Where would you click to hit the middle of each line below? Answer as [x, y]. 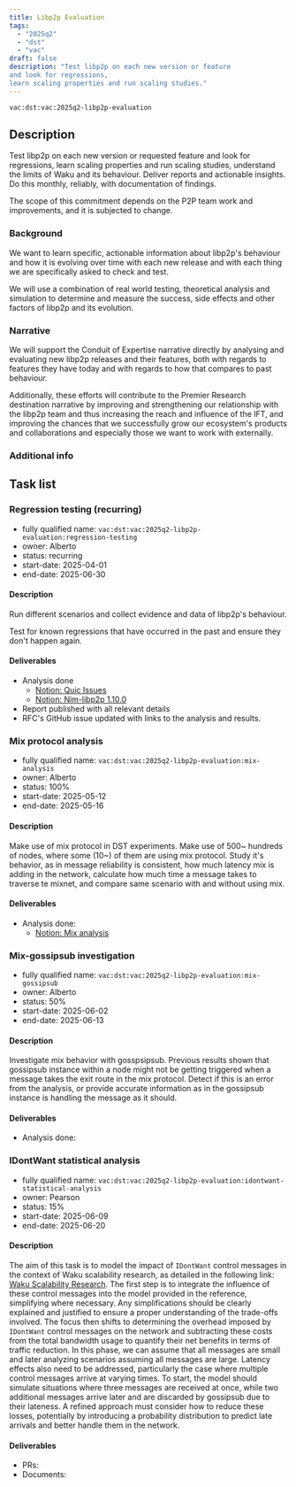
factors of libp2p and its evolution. [72, 307]
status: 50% [44, 1002]
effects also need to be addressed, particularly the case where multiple [139, 1368]
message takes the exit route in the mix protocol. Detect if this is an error [141, 1079]
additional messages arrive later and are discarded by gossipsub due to [140, 1397]
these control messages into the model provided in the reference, [128, 1293]
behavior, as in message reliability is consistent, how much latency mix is [142, 865]
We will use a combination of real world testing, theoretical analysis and [140, 289]
